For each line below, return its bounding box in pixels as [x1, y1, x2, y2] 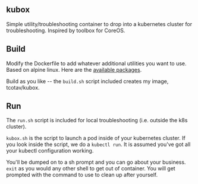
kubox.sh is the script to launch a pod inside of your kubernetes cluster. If [6, 135, 186, 142]
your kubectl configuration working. [6, 147, 94, 154]
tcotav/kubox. [6, 84, 40, 91]
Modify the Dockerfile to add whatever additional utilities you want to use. [6, 59, 187, 67]
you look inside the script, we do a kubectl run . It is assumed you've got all [6, 141, 191, 148]
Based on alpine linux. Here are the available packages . [6, 66, 142, 73]
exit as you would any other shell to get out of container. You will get [6, 165, 175, 172]
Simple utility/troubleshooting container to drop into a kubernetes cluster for [6, 20, 192, 27]
